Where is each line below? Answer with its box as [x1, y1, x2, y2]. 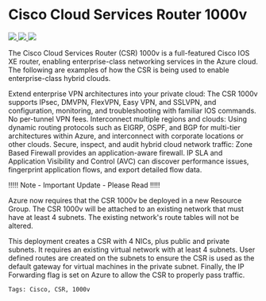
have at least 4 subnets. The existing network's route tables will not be [8, 212, 240, 222]
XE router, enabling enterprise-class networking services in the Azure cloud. [8, 56, 258, 66]
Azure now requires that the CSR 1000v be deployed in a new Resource [8, 195, 242, 205]
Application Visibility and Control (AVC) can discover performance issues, [8, 156, 249, 166]
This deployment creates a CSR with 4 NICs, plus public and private [8, 236, 230, 245]
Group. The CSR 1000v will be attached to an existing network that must [8, 204, 244, 214]
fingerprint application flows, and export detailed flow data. [8, 164, 202, 174]
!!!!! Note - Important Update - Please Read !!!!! [8, 180, 160, 190]
